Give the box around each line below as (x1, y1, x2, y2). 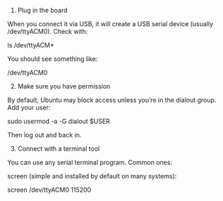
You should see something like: (7, 54, 98, 63)
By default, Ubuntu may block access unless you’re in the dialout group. (7, 96, 217, 104)
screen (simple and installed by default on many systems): (7, 172, 177, 180)
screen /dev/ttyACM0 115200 (7, 185, 92, 194)
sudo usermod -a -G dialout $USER (7, 117, 111, 125)
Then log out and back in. (7, 131, 82, 139)
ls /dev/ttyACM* (7, 41, 54, 49)
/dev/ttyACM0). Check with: (7, 28, 88, 35)
